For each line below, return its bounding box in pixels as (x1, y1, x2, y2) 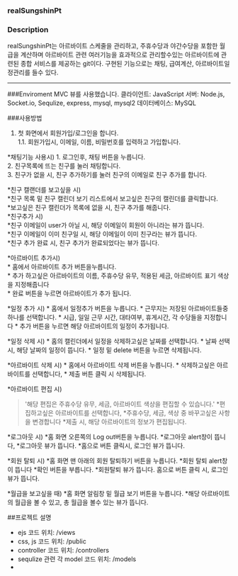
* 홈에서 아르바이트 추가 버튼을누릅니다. (7, 263, 117, 271)
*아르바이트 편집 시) (7, 385, 62, 393)
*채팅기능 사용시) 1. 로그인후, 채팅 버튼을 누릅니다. (7, 153, 146, 162)
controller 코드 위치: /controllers (17, 546, 110, 555)
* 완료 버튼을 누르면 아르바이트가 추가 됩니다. (7, 289, 132, 298)
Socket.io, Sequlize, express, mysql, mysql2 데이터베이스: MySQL (7, 98, 197, 108)
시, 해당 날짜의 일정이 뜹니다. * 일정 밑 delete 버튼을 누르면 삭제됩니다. (7, 346, 202, 354)
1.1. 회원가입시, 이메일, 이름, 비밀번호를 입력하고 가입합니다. (17, 137, 181, 147)
